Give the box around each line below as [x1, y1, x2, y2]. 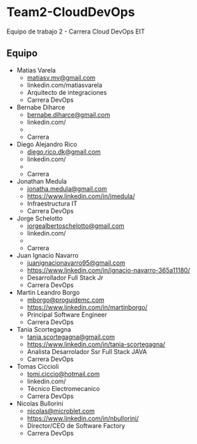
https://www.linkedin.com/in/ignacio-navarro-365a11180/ [26, 266, 191, 274]
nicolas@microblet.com [26, 406, 95, 415]
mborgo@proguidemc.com [26, 296, 105, 304]
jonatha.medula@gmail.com [26, 184, 107, 192]
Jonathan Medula [16, 177, 68, 185]
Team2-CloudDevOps [6, 4, 135, 20]
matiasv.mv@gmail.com [26, 73, 95, 82]
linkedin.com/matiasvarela [26, 81, 102, 89]
